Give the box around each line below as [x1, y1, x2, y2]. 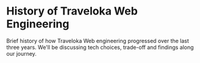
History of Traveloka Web [6, 4, 138, 18]
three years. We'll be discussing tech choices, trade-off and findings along [6, 44, 194, 51]
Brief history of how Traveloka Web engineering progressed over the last [6, 37, 189, 44]
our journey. [6, 50, 37, 57]
